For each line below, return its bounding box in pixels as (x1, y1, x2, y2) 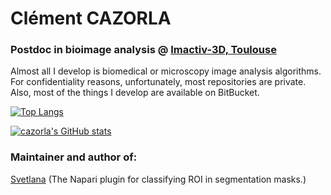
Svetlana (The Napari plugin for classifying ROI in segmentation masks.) (10, 173, 307, 185)
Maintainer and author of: (10, 150, 138, 164)
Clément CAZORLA (10, 7, 172, 30)
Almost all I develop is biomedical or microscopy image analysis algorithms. (10, 65, 322, 77)
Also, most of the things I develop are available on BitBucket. (10, 87, 260, 99)
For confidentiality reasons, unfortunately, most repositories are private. (10, 76, 307, 88)
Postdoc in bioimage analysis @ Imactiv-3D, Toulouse (10, 43, 277, 57)
